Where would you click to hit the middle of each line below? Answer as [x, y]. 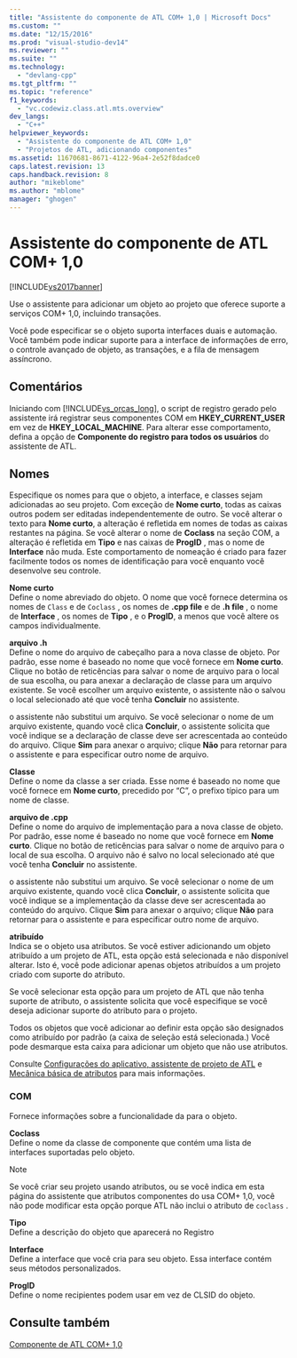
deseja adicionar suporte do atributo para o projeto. [103, 1011]
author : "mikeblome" [47, 183]
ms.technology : [37, 68]
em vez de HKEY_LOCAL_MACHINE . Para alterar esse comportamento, [140, 427]
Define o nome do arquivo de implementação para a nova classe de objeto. [146, 827]
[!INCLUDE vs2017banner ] [56, 286]
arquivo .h [28, 643]
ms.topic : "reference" [51, 92]
